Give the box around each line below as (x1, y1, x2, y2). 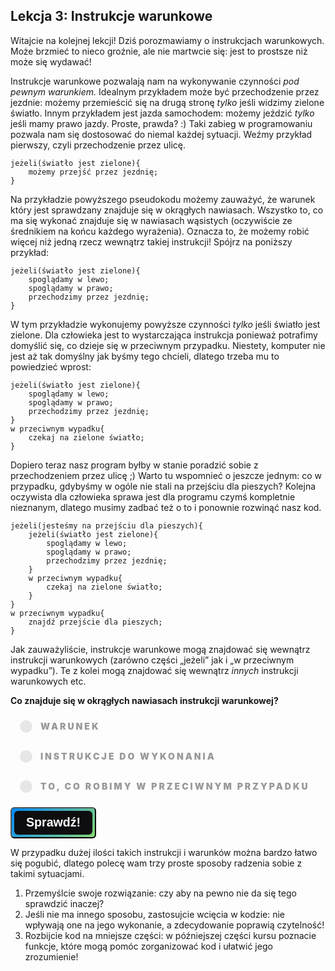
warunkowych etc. (10, 675, 87, 687)
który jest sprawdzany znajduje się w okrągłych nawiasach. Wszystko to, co (10, 204, 324, 216)
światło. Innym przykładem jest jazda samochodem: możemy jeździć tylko (10, 107, 315, 119)
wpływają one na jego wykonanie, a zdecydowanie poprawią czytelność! (24, 919, 325, 931)
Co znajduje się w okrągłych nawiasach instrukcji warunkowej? (10, 694, 279, 706)
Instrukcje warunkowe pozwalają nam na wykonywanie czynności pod (10, 75, 300, 87)
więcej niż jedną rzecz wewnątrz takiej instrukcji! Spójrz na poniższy (10, 235, 293, 248)
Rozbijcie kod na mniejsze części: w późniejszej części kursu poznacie (24, 929, 317, 941)
